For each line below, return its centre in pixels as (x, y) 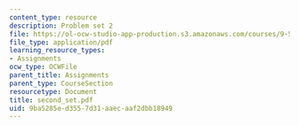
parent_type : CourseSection (61, 83)
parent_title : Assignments (59, 75)
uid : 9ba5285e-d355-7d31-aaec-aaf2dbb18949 (91, 108)
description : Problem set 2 (61, 26)
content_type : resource (53, 17)
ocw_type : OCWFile (43, 67)
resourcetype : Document (53, 91)
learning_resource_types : (57, 51)
